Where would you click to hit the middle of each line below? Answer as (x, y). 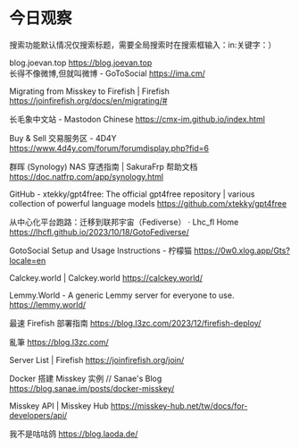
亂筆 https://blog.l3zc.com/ (59, 342)
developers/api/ (38, 415)
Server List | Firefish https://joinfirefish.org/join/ (97, 359)
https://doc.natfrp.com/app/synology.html (87, 176)
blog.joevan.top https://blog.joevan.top (81, 63)
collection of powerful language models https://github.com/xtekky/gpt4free (148, 203)
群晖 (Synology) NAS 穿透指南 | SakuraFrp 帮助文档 (104, 166)
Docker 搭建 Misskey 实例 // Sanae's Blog (86, 378)
